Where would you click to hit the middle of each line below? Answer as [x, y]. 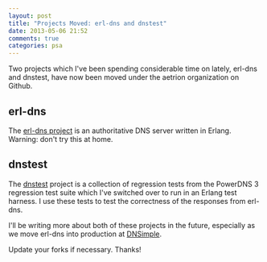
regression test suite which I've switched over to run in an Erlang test [123, 192]
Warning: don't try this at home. [61, 139]
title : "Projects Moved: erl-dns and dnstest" [88, 23]
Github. [21, 86]
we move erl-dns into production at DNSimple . [85, 234]
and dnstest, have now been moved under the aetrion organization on [124, 77]
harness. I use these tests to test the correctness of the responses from [127, 201]
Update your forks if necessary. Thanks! [75, 249]
